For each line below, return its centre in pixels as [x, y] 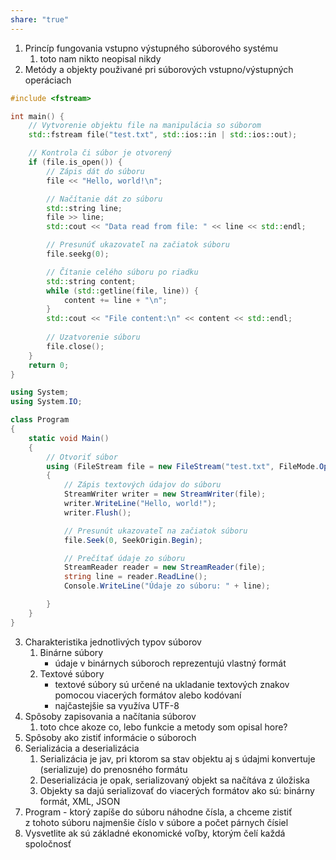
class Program [40, 420]
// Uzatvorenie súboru [93, 337]
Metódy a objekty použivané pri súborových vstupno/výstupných [159, 69]
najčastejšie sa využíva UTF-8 [117, 705]
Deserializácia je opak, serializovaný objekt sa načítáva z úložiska [174, 780]
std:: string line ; [84, 208]
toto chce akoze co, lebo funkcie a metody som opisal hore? [163, 727]
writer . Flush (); [97, 512]
